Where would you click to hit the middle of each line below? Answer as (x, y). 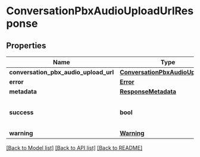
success (21, 112)
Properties (26, 45)
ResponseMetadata (148, 92)
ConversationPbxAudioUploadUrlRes (100, 11)
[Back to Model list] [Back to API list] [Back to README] (74, 148)
